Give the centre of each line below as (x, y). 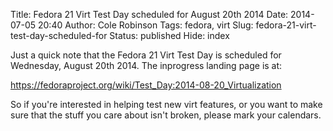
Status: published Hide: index (169, 35)
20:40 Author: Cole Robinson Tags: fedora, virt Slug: (145, 25)
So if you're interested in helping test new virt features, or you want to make (166, 104)
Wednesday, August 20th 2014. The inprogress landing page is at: (146, 65)
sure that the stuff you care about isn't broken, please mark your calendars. (166, 115)
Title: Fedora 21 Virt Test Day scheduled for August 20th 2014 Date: (149, 14)
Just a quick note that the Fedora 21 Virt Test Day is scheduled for (146, 55)
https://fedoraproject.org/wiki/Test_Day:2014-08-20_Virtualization (146, 85)
